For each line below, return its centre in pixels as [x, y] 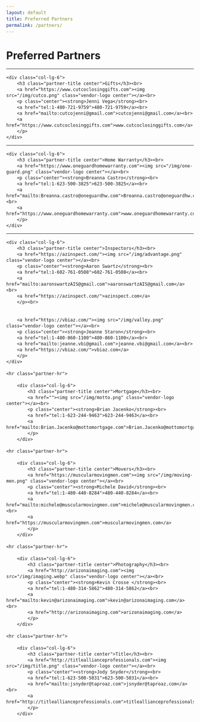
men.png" [17, 481]
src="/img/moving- [170, 475]
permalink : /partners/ [34, 25]
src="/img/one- [174, 166]
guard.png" [20, 172]
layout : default [26, 13]
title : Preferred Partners [40, 19]
